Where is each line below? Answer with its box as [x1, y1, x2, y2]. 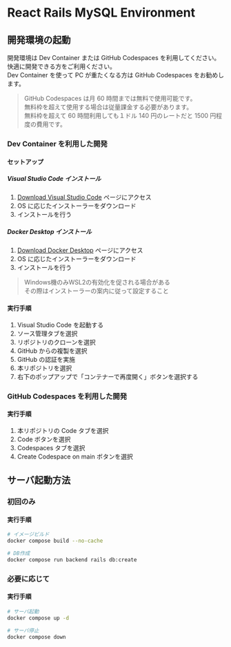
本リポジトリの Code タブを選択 [17, 426, 109, 434]
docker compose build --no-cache [7, 537, 103, 545]
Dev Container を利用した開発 [7, 139, 108, 148]
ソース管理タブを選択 [17, 329, 78, 338]
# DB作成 [7, 550, 30, 557]
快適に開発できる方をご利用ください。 [7, 62, 116, 70]
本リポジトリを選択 [17, 364, 72, 372]
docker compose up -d [7, 615, 70, 621]
